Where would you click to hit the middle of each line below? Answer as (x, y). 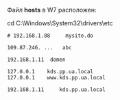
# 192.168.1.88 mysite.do (50, 36)
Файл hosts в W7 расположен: (52, 10)
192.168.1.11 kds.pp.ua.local (57, 90)
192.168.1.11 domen (37, 60)
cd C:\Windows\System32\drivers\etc (60, 23)
